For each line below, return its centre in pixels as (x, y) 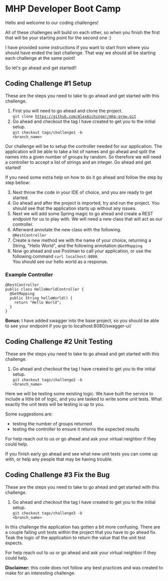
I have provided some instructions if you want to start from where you (77, 47)
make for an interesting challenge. (40, 573)
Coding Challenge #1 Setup (48, 84)
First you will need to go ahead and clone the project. (67, 110)
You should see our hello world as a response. (60, 261)
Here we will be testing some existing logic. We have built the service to (79, 393)
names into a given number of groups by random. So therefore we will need (83, 157)
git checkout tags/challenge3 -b (47, 513)
